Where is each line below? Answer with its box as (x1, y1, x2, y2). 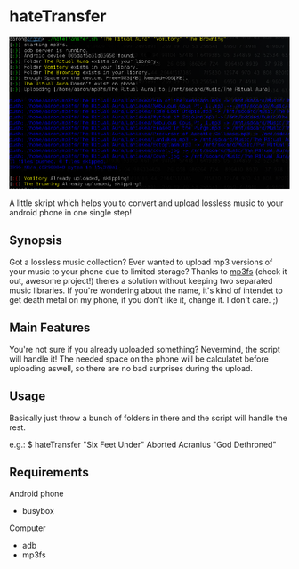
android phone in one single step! (9, 207, 132, 218)
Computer (9, 523, 46, 533)
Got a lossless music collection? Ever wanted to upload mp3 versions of (9, 256, 273, 267)
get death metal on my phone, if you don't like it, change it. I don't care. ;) (9, 294, 279, 305)
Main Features (9, 321, 91, 336)
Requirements (9, 465, 89, 480)
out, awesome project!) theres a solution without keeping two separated (9, 275, 273, 286)
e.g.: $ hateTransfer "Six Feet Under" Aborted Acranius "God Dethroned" (9, 439, 277, 450)
